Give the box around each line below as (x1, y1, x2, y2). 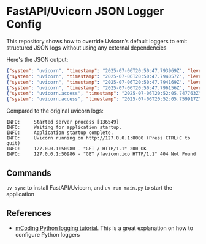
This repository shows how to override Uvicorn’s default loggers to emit (6, 37, 188, 45)
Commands (6, 168, 52, 178)
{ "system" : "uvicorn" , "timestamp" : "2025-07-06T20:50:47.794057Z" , (6, 73, 185, 79)
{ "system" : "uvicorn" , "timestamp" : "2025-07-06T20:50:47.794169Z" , (6, 79, 185, 85)
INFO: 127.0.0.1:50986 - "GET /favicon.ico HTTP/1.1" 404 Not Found (6, 151, 196, 157)
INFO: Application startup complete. (6, 130, 114, 136)
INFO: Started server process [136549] (6, 119, 120, 125)
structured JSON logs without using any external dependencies (6, 44, 167, 51)
